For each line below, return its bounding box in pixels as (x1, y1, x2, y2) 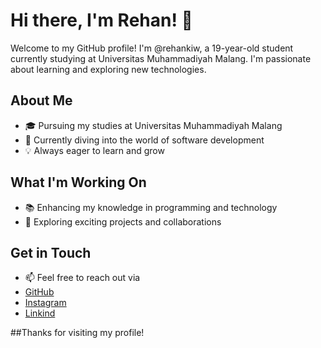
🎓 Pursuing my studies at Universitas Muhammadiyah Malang (24, 119, 283, 131)
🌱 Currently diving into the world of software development (24, 134, 265, 146)
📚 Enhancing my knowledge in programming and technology (24, 201, 278, 213)
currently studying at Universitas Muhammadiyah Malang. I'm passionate (10, 52, 312, 64)
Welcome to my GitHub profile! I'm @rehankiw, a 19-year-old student (10, 42, 294, 54)
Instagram (24, 297, 67, 309)
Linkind (24, 307, 56, 319)
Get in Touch (10, 244, 92, 261)
